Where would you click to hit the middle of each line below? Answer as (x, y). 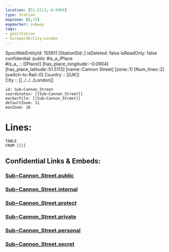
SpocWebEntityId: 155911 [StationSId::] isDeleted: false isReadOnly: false (81, 53)
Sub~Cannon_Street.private (41, 216)
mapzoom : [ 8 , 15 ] (22, 19)
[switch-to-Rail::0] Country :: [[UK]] (43, 74)
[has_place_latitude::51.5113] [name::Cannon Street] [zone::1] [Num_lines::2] (85, 69)
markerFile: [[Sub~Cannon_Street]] (43, 98)
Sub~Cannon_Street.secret (40, 244)
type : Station (20, 15)
